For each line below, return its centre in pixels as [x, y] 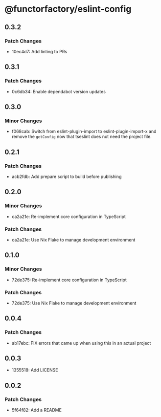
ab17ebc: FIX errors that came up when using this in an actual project [81, 343]
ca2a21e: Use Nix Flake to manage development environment [73, 240]
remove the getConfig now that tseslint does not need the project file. [82, 137]
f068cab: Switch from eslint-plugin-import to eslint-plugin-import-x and [84, 132]
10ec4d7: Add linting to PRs [39, 51]
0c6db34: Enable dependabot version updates [59, 91]
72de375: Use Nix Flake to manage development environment [74, 303]
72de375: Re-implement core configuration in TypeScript [69, 280]
